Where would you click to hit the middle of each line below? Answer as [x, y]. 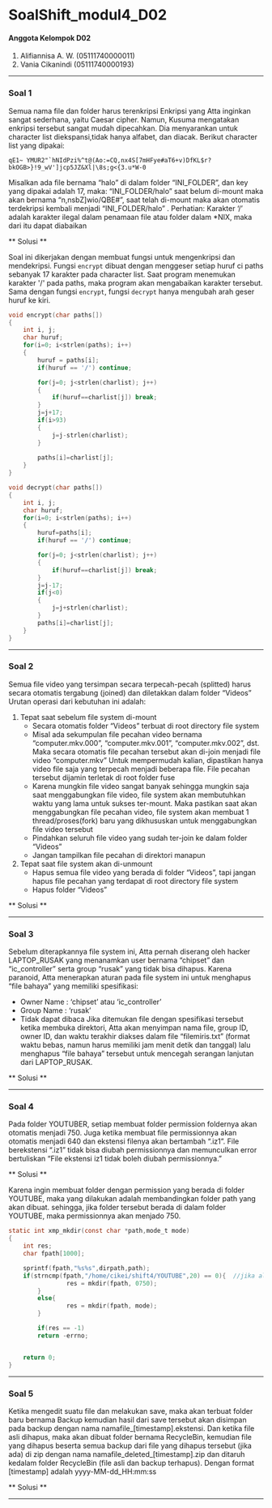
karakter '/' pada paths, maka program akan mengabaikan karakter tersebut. [136, 282]
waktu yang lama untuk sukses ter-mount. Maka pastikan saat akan [144, 803]
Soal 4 [21, 1107]
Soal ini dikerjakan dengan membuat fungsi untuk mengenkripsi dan [122, 256]
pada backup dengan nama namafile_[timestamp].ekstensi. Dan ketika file [132, 1428]
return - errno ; [63, 1336]
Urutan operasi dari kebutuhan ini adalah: [77, 701]
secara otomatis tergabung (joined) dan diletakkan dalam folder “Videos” [130, 692]
